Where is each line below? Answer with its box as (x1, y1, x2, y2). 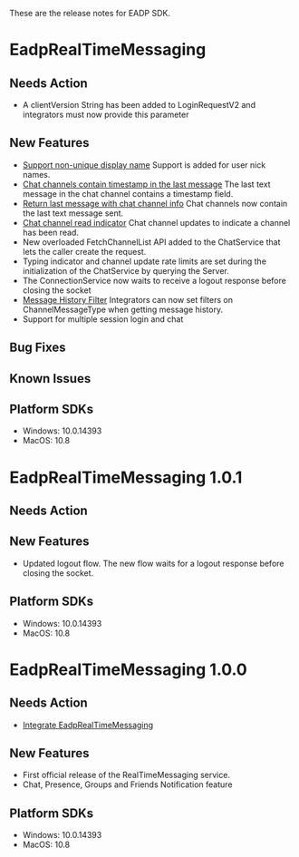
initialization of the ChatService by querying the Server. (22, 265, 229, 276)
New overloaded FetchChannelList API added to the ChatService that (22, 236, 281, 248)
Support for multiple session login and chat (22, 313, 184, 325)
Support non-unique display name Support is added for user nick (22, 159, 266, 170)
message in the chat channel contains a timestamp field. (22, 188, 234, 199)
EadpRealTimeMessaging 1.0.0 (9, 659, 247, 679)
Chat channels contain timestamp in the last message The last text (22, 179, 271, 190)
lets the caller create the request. (22, 246, 147, 257)
